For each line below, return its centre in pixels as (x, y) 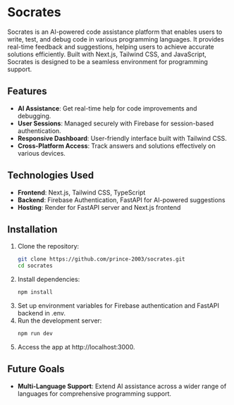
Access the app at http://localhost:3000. (76, 347)
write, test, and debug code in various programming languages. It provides (116, 39)
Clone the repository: (48, 247)
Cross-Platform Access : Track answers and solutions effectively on (117, 146)
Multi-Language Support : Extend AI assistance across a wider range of (122, 386)
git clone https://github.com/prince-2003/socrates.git (101, 259)
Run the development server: (60, 320)
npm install (35, 292)
